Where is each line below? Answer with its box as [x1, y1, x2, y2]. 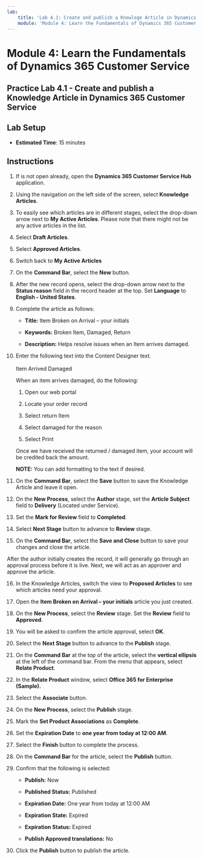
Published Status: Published [24, 788, 97, 795]
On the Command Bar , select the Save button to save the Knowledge [15, 477, 188, 484]
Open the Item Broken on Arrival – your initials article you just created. [15, 598, 193, 605]
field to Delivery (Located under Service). [15, 501, 120, 509]
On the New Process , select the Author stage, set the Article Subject [15, 495, 190, 502]
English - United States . [15, 293, 77, 301]
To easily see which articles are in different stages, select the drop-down [15, 208, 198, 216]
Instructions [7, 156, 54, 167]
